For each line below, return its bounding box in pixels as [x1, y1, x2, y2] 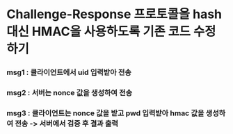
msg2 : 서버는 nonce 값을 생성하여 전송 [6, 88, 133, 98]
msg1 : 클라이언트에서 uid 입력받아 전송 [6, 67, 131, 77]
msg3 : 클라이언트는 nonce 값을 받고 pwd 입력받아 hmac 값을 [6, 108, 204, 118]
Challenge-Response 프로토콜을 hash [6, 6, 223, 22]
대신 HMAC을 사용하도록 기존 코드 [6, 24, 191, 40]
